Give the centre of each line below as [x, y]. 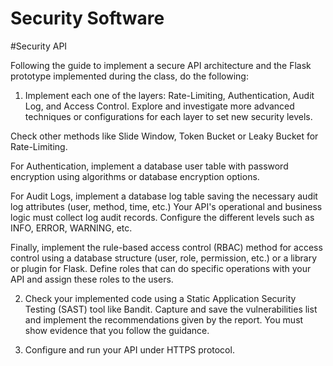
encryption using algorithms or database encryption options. [135, 176]
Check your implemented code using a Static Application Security [160, 298]
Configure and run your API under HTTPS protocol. [129, 349]
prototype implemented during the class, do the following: [129, 76]
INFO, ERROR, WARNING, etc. [71, 228]
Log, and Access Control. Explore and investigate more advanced [159, 106]
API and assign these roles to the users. [92, 279]
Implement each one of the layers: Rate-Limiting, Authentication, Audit [169, 95]
